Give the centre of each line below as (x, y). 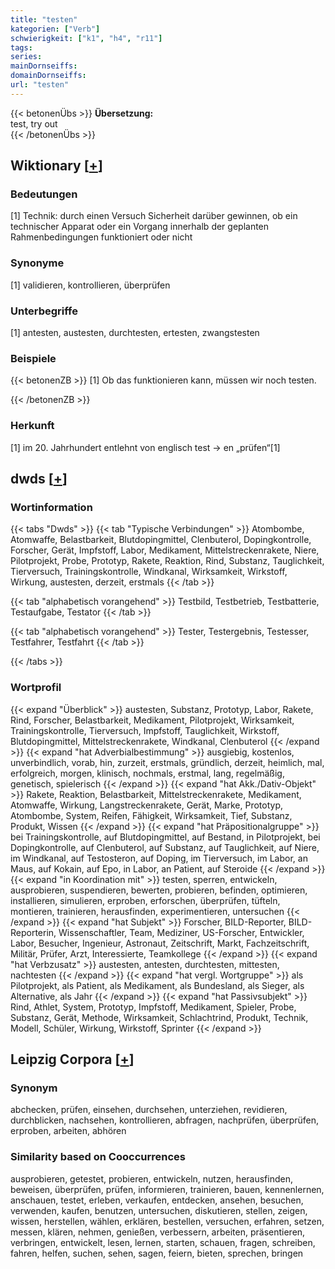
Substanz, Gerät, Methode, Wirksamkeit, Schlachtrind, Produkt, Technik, (159, 1017)
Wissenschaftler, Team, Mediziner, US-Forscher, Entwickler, (181, 932)
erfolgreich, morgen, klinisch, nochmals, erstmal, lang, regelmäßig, (147, 773)
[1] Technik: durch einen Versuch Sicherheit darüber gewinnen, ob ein (154, 216)
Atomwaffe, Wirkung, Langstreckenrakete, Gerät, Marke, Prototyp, (146, 805)
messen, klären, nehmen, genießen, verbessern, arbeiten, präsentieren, (158, 1232)
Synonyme (37, 263)
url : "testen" (40, 85)
